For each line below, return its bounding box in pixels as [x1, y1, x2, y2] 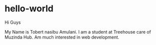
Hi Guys [4, 19, 21, 25]
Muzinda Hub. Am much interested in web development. [4, 34, 119, 40]
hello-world [4, 3, 54, 14]
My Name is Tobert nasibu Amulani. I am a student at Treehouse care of [4, 29, 152, 35]
